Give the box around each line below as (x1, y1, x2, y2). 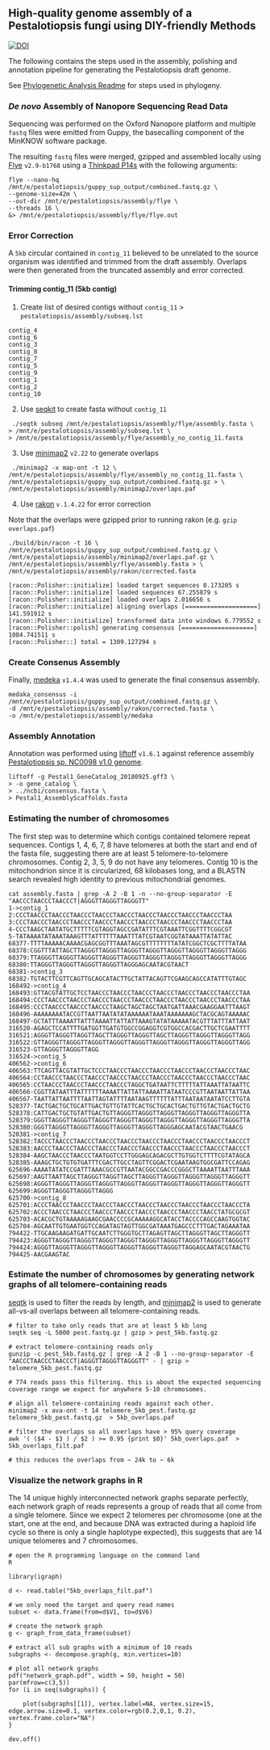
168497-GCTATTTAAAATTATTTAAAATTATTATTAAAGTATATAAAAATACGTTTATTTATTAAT (8, 1017, 251, 1025)
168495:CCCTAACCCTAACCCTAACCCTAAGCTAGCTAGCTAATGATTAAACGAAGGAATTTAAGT (8, 1003, 251, 1011)
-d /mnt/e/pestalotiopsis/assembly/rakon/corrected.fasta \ (8, 705, 215, 713)
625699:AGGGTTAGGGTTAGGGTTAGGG (8, 1187, 114, 1195)
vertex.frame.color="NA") (8, 1714, 95, 1723)
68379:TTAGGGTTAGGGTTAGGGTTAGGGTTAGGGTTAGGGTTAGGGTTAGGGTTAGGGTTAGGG (8, 953, 247, 961)
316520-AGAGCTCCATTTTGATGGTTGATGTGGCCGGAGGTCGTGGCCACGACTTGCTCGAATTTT (8, 1024, 251, 1033)
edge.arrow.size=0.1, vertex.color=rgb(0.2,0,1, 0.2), (8, 1707, 197, 1715)
